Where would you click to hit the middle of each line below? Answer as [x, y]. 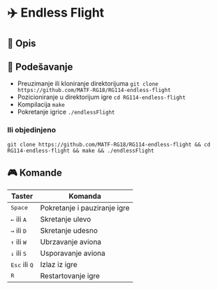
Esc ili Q [22, 264]
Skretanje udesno [69, 230]
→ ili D [18, 230]
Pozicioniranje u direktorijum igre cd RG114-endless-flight [102, 97]
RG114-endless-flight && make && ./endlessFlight [81, 151]
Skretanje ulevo [66, 219]
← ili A [18, 219]
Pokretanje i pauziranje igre [85, 208]
